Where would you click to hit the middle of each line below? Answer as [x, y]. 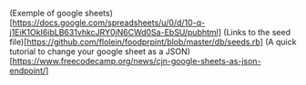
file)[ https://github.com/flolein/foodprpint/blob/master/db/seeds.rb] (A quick [153, 42]
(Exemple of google [46, 13]
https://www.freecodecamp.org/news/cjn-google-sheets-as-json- [137, 61]
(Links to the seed [257, 32]
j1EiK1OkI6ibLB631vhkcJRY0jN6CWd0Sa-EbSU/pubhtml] [115, 32]
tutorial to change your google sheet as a [87, 52]
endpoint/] [29, 71]
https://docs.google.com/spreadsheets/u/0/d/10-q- [109, 23]
